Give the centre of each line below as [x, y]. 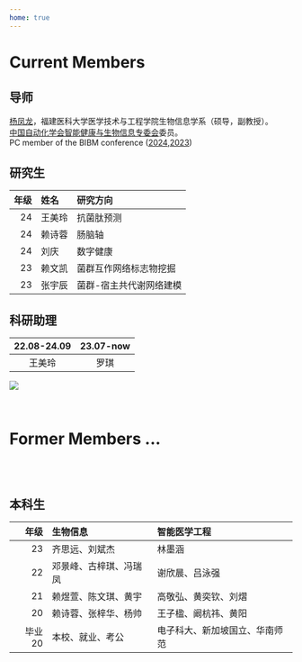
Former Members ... [85, 439]
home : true [30, 18]
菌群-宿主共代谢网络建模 [129, 286]
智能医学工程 [184, 532]
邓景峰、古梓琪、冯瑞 [97, 566]
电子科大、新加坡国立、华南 [215, 630]
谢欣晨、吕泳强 [188, 573]
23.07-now [105, 346]
